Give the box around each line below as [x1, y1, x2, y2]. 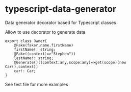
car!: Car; [14, 69, 36, 73]
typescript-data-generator [5, 3, 116, 15]
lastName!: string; [14, 55, 54, 61]
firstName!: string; [14, 47, 56, 52]
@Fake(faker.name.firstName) [14, 43, 74, 47]
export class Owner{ [5, 38, 48, 44]
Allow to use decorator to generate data [5, 29, 86, 35]
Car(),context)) [5, 64, 38, 69]
